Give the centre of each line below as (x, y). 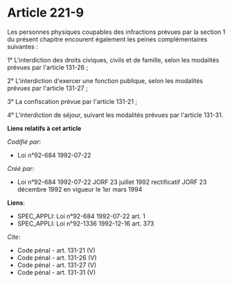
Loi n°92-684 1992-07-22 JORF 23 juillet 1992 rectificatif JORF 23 (112, 182)
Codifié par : (24, 141)
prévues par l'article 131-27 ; (47, 88)
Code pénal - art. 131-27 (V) (57, 265)
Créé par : (21, 168)
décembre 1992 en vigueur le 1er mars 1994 (80, 189)
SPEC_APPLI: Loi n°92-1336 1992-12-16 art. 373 (86, 223)
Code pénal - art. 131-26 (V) (57, 257)
